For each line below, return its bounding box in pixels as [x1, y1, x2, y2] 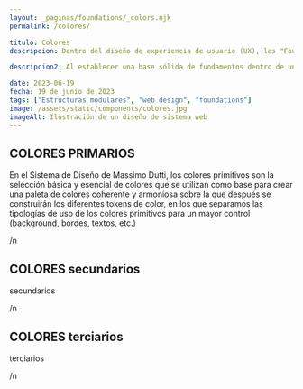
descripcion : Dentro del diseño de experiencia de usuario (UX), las [9, 46, 277, 55]
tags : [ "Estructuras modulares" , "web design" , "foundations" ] [9, 96, 252, 105]
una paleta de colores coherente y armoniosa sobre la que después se [9, 189, 271, 199]
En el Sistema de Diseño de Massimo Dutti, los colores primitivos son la [9, 170, 275, 181]
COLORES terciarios [9, 329, 124, 344]
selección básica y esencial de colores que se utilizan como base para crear [9, 180, 293, 190]
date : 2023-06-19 [9, 79, 75, 88]
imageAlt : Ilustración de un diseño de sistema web [9, 112, 207, 122]
